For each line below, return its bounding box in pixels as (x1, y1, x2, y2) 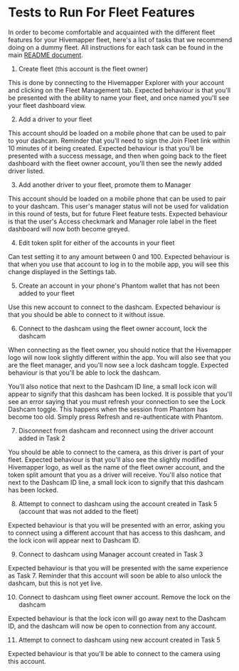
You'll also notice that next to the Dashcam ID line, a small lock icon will (8, 382, 218, 390)
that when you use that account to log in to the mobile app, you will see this (8, 260, 230, 268)
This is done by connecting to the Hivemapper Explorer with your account (8, 78, 225, 86)
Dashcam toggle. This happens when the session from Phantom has (8, 405, 208, 413)
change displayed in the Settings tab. (8, 267, 117, 276)
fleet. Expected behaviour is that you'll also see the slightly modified (8, 455, 208, 464)
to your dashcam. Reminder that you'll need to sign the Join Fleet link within (8, 136, 230, 145)
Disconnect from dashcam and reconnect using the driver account (18, 426, 214, 435)
